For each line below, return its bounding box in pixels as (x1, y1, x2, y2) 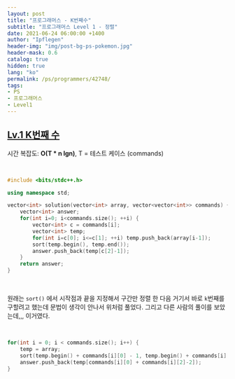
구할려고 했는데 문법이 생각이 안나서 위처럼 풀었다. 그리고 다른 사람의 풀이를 (7, 303, 213, 312)
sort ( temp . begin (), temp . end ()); (32, 241, 130, 248)
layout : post (7, 10, 45, 18)
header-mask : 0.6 (7, 50, 58, 57)
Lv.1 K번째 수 (7, 129, 60, 141)
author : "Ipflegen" (7, 36, 64, 43)
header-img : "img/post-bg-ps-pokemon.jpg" (7, 43, 133, 50)
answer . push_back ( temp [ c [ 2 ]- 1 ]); (32, 247, 130, 254)
